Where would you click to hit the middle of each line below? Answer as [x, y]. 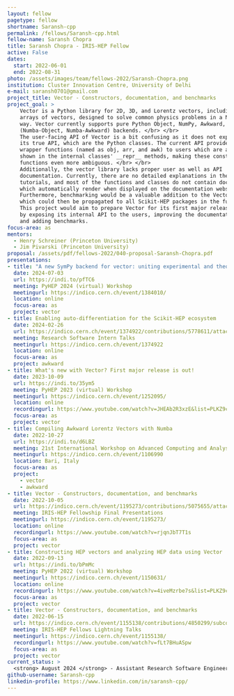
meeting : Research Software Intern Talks [75, 338]
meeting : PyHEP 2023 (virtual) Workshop [73, 390]
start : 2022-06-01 [40, 66]
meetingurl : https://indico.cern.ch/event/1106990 [88, 455]
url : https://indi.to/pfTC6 [54, 280]
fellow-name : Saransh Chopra [49, 40]
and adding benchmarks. [54, 221]
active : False [28, 53]
